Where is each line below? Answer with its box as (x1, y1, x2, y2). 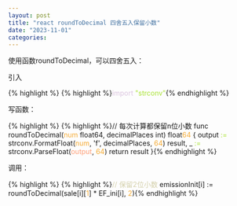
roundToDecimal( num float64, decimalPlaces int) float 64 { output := (8, 131, 228, 140)
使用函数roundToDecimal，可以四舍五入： (8, 56, 144, 65)
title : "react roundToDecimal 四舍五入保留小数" (8, 19, 161, 27)
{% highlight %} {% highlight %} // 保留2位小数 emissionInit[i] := (8, 180, 214, 189)
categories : (8, 33, 47, 42)
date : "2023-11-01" (8, 26, 72, 34)
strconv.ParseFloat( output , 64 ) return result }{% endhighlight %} (8, 147, 217, 156)
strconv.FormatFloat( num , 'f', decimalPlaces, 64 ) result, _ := (8, 138, 202, 148)
